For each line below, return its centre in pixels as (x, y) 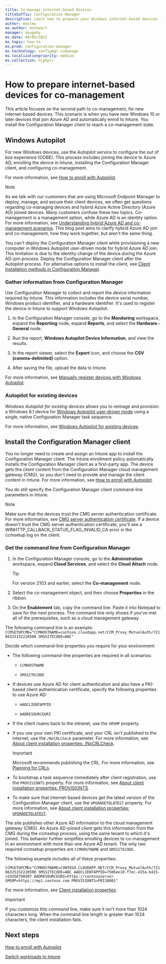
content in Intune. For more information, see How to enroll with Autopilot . (79, 480)
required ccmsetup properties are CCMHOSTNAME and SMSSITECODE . (70, 849)
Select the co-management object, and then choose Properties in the (83, 592)
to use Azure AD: (29, 695)
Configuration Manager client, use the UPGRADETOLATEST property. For (82, 803)
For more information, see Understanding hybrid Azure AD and (69, 223)
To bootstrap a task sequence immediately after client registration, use (84, 777)
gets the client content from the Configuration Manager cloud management (82, 470)
